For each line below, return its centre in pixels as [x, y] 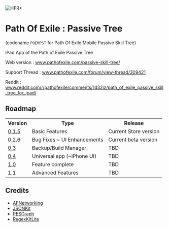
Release [134, 123]
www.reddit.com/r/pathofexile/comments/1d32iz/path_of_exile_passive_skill [84, 87]
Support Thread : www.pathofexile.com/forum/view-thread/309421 [76, 72]
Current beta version [133, 140]
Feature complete [53, 164]
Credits [17, 191]
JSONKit [22, 208]
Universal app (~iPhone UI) [64, 156]
